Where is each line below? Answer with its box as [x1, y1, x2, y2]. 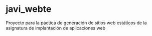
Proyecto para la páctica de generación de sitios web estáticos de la [6, 20, 147, 26]
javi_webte [6, 3, 52, 15]
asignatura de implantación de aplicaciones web [6, 25, 106, 31]
